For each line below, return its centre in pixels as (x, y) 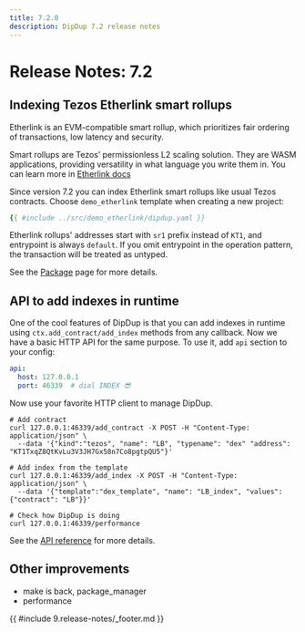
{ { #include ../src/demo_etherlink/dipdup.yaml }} (107, 218)
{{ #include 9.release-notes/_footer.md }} (87, 618)
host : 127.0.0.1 (48, 378)
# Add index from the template (69, 467)
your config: (32, 352)
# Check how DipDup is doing (65, 515)
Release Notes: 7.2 (81, 72)
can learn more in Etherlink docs (70, 173)
